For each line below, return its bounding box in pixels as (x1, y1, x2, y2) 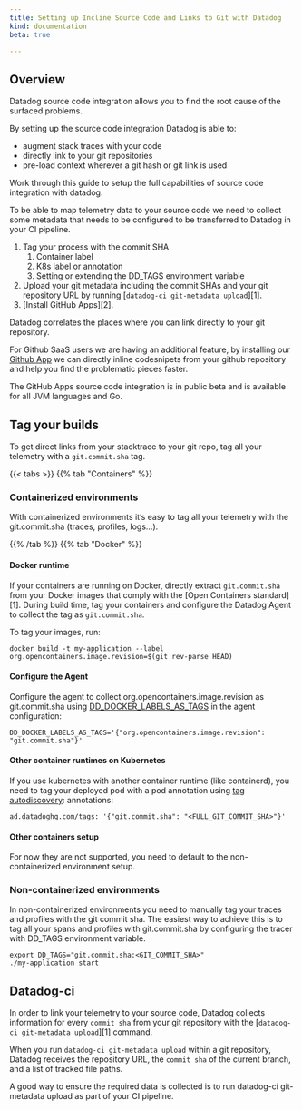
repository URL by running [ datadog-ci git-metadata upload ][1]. (22, 290, 263, 300)
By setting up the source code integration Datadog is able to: (9, 123, 237, 134)
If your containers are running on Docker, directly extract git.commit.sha (9, 580, 281, 591)
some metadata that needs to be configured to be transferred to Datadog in (9, 214, 292, 225)
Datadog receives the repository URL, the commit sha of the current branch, (9, 1054, 292, 1065)
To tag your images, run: (9, 626, 102, 637)
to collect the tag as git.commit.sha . (9, 609, 145, 620)
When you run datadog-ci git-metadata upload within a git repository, (9, 1045, 272, 1056)
